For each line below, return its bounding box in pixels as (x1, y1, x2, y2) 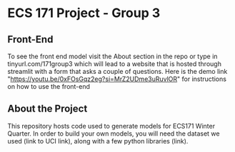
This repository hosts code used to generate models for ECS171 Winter (7, 121, 216, 130)
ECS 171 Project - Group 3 (7, 5, 161, 21)
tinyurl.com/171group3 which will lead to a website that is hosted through (7, 60, 221, 68)
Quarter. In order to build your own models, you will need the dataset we (7, 129, 220, 138)
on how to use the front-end (7, 82, 91, 90)
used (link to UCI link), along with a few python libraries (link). (7, 136, 189, 145)
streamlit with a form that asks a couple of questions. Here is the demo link (7, 67, 228, 75)
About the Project (7, 103, 88, 115)
